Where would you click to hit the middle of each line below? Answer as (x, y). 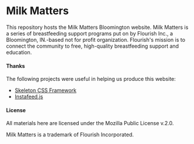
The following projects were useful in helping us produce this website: (91, 79)
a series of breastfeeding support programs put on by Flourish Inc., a (90, 33)
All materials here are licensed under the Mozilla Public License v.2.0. (90, 123)
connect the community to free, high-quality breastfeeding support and (93, 46)
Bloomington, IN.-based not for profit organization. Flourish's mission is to (96, 40)
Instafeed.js (29, 97)
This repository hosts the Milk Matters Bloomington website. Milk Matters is (97, 27)
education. (19, 52)
